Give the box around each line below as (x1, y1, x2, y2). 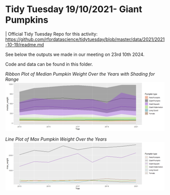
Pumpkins (5, 14, 49, 26)
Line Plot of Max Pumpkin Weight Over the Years (5, 136, 107, 142)
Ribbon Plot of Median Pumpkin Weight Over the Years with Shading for (5, 71, 155, 77)
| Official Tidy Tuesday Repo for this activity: (5, 31, 98, 37)
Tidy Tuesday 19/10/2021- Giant (5, 4, 143, 15)
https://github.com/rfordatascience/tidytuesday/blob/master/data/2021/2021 (5, 36, 165, 42)
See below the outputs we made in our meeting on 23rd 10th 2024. (5, 51, 145, 57)
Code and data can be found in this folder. (5, 61, 93, 67)
